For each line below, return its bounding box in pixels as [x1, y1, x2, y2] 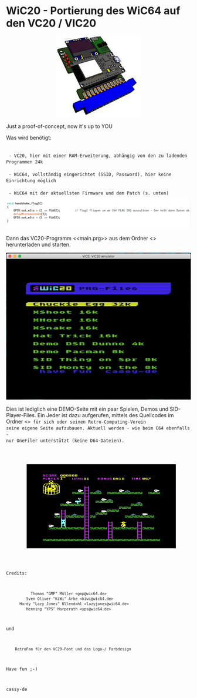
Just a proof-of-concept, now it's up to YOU [6, 122, 113, 130]
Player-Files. [6, 412, 36, 419]
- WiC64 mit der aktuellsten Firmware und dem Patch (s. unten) [8, 190, 169, 196]
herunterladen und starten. [6, 241, 71, 248]
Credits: [6, 570, 28, 576]
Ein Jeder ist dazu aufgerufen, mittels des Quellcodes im [37, 412, 174, 419]
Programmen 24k [6, 159, 43, 165]
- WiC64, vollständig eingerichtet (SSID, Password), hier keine [8, 172, 172, 177]
